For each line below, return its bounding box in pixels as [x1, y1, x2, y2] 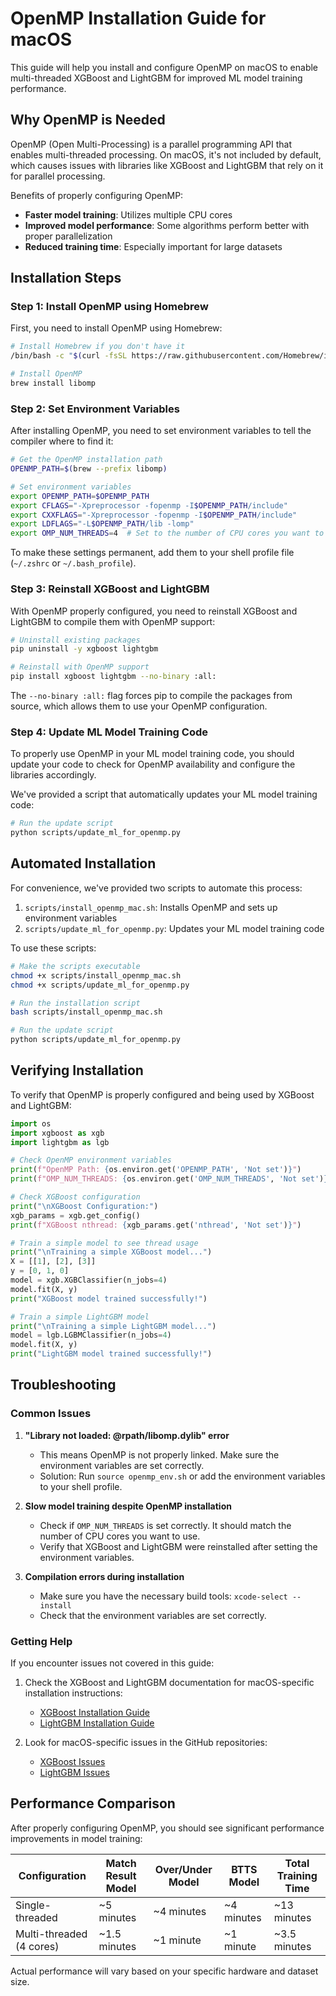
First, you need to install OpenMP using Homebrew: [10, 322, 223, 334]
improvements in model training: [10, 1832, 143, 1844]
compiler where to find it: [10, 435, 114, 447]
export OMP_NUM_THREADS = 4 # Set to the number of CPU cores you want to [10, 528, 325, 539]
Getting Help [10, 1634, 73, 1648]
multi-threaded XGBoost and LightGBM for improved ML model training [10, 72, 303, 84]
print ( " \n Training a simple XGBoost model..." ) [10, 1247, 213, 1257]
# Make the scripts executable [10, 961, 141, 971]
